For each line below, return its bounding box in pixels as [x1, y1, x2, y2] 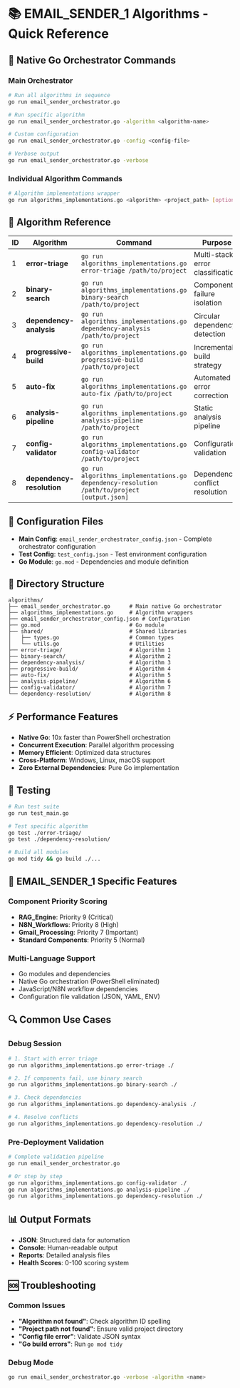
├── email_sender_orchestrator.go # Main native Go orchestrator [8, 603, 222, 610]
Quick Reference [8, 26, 110, 42]
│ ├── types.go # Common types [8, 634, 174, 642]
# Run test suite [8, 803, 60, 810]
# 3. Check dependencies [8, 1094, 82, 1101]
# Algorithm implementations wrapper [8, 190, 120, 197]
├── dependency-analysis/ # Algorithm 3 [8, 659, 172, 667]
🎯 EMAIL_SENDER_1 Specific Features [8, 875, 177, 887]
